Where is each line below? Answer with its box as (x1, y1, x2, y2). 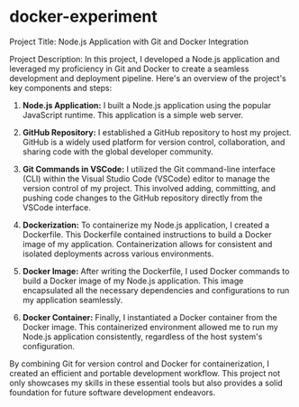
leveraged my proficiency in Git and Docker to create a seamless (9, 63, 249, 74)
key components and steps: (9, 82, 113, 93)
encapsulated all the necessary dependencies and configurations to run (22, 284, 290, 295)
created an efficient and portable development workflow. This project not (9, 367, 281, 378)
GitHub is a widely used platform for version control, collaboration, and (22, 136, 285, 147)
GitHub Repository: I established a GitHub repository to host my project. (22, 126, 292, 137)
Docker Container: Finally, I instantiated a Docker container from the (22, 311, 277, 322)
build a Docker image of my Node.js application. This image (22, 275, 244, 286)
